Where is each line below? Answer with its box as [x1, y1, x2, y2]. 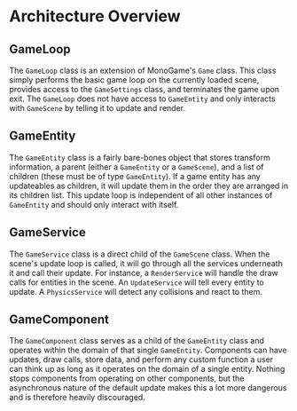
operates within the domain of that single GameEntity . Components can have [9, 344, 287, 356]
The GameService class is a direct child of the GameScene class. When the [9, 249, 270, 259]
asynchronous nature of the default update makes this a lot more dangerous [9, 383, 287, 393]
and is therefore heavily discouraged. [9, 392, 146, 403]
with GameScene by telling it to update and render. [9, 103, 186, 113]
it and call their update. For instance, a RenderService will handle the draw [9, 267, 279, 278]
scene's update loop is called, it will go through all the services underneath [9, 257, 284, 268]
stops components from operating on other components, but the [9, 373, 245, 383]
